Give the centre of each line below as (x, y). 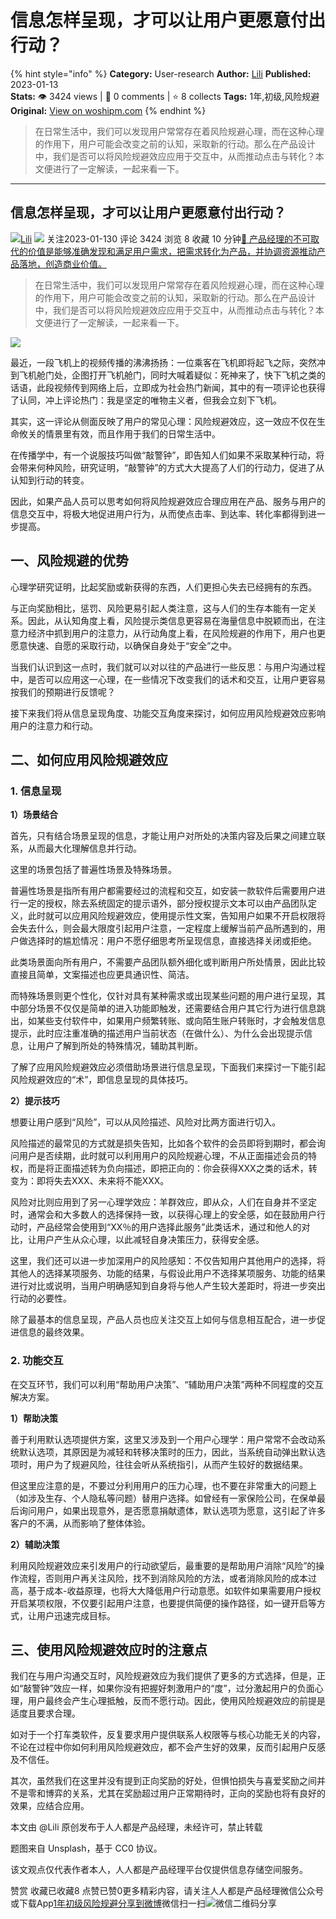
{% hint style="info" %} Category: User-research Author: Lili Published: (161, 73)
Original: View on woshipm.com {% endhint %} (108, 110)
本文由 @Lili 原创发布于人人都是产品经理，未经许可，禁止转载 (136, 1827)
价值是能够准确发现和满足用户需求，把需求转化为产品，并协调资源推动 (172, 251)
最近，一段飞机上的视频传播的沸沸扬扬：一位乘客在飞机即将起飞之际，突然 (163, 362)
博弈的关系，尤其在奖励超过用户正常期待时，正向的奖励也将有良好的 (185, 1793)
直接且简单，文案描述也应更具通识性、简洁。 (102, 975)
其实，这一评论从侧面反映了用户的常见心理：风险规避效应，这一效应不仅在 (163, 421)
